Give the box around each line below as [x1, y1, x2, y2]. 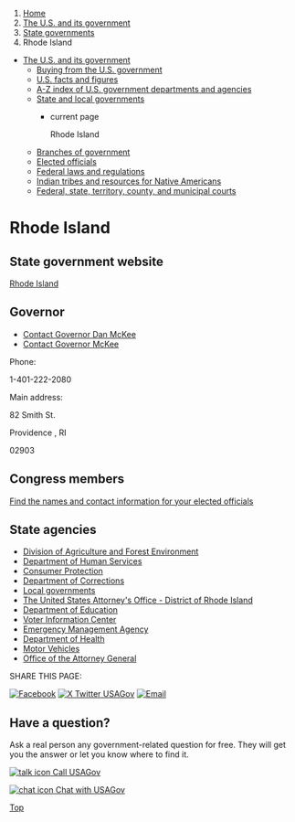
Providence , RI [9, 427, 67, 438]
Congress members [9, 471, 125, 487]
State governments [22, 27, 95, 37]
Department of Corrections [22, 575, 125, 586]
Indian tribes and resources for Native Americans [36, 176, 222, 187]
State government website [9, 253, 164, 269]
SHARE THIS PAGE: [9, 671, 82, 682]
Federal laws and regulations [36, 166, 145, 176]
